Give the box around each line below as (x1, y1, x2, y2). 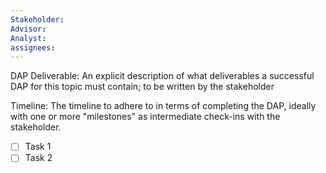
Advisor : (10, 24, 47, 34)
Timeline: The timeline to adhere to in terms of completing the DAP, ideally (10, 100, 317, 112)
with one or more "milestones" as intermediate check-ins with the (10, 111, 281, 123)
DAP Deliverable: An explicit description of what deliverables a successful (10, 70, 315, 82)
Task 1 (24, 141, 52, 153)
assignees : (10, 42, 56, 53)
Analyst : (10, 33, 47, 43)
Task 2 (24, 152, 53, 164)
